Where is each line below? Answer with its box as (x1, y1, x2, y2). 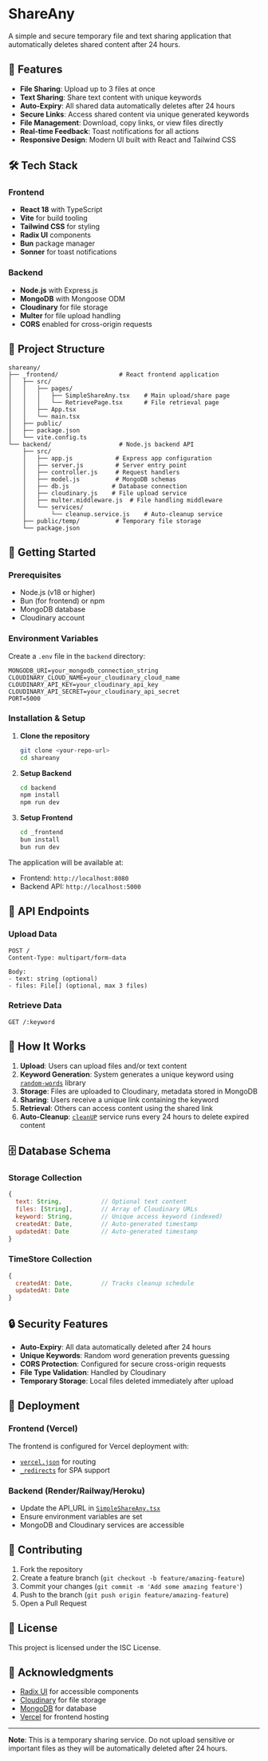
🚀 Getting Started (8, 546, 97, 559)
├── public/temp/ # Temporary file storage (22, 517, 202, 525)
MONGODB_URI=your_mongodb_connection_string (8, 667, 159, 675)
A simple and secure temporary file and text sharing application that (8, 31, 231, 41)
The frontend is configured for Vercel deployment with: (8, 1441, 189, 1451)
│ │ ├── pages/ (8, 384, 73, 392)
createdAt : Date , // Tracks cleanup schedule (15, 1279, 195, 1287)
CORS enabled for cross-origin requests (19, 319, 153, 329)
